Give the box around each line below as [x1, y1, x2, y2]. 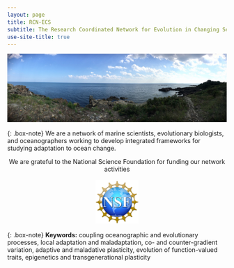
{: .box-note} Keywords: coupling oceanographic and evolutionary [7, 230, 198, 239]
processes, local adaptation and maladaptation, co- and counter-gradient [7, 238, 218, 246]
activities [104, 165, 130, 173]
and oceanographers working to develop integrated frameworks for [7, 136, 201, 144]
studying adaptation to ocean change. [7, 144, 116, 152]
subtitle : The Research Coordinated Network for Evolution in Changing [7, 26, 219, 33]
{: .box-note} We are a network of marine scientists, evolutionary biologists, [7, 129, 224, 137]
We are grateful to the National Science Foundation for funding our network [8, 157, 226, 165]
